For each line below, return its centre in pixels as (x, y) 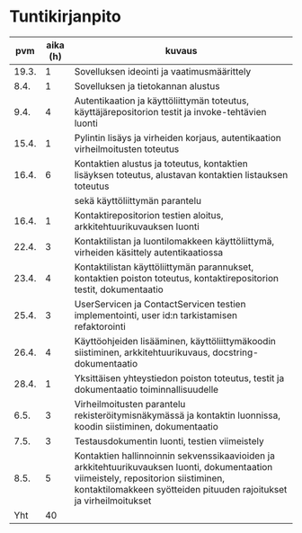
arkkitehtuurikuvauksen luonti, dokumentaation (173, 466)
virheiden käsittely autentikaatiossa (149, 252)
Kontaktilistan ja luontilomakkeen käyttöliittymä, (174, 241)
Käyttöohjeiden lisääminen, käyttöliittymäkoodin (175, 341)
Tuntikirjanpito (65, 17)
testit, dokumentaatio (119, 289)
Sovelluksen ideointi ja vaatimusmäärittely (163, 71)
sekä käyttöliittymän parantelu (138, 200)
